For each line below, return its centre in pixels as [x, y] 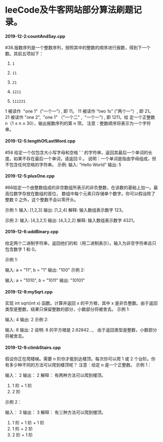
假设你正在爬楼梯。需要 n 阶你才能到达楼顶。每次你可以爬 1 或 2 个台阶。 [78, 359]
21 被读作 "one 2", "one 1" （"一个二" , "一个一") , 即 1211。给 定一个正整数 [80, 117]
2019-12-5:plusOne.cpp [30, 176]
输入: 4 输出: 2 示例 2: [27, 320]
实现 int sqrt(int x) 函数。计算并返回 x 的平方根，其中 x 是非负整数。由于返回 [81, 303]
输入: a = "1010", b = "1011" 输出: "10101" [45, 280]
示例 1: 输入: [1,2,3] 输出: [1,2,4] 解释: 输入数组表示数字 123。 [65, 210]
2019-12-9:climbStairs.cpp [33, 347]
